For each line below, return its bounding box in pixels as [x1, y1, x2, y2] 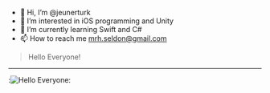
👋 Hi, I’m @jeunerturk [19, 8, 91, 17]
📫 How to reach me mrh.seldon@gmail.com [19, 34, 167, 43]
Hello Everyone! [27, 52, 81, 62]
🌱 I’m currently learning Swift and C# [19, 25, 142, 34]
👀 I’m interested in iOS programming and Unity [19, 16, 174, 26]
